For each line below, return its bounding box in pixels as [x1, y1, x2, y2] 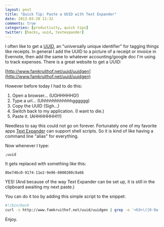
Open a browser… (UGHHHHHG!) [12, 92, 80, 98]
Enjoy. [5, 216, 18, 222]
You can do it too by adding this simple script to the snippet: [5, 194, 126, 199]
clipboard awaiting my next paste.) [5, 184, 75, 190]
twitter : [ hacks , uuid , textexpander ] [5, 30, 84, 35]
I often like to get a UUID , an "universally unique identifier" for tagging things [5, 44, 159, 49]
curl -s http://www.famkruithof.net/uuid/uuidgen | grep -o [5, 207, 130, 212]
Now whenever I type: [5, 143, 50, 148]
